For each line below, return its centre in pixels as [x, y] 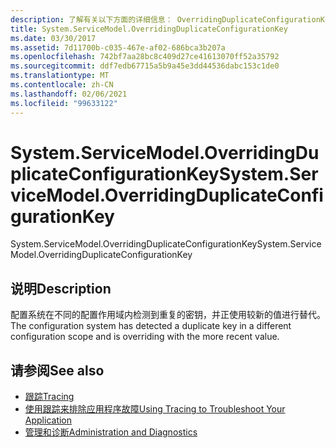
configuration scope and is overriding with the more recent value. [145, 337]
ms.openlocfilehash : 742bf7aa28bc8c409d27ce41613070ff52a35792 [145, 57]
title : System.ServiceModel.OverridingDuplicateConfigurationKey [149, 29]
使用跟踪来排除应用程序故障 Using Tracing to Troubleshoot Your [155, 409]
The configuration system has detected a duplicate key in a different [151, 326]
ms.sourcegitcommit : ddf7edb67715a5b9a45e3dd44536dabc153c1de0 [145, 66]
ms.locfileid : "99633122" [64, 103]
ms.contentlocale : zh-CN [62, 85]
